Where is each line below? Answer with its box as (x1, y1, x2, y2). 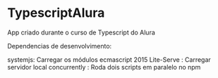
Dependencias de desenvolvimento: (7, 41, 112, 50)
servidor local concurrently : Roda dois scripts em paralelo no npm (7, 63, 201, 71)
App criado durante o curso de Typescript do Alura (7, 28, 155, 37)
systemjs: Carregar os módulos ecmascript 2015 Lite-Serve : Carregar (7, 55, 212, 64)
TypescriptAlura (7, 5, 105, 21)
